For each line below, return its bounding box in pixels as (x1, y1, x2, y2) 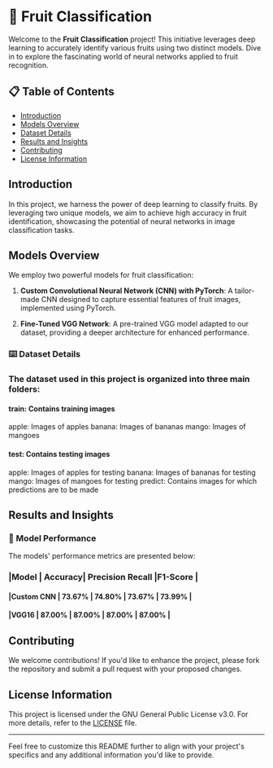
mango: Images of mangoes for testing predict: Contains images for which (8, 476, 258, 485)
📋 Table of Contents (8, 85, 115, 99)
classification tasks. (8, 225, 75, 235)
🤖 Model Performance (8, 533, 97, 544)
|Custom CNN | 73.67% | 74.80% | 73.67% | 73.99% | (8, 591, 193, 601)
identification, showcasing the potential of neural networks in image (8, 216, 236, 226)
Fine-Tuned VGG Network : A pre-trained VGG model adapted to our (19, 319, 249, 329)
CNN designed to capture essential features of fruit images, (41, 295, 241, 305)
